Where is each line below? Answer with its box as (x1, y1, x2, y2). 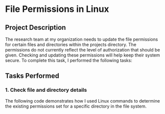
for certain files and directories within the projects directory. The (5, 42, 137, 48)
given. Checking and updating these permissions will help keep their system (5, 52, 160, 58)
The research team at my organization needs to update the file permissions (5, 36, 158, 42)
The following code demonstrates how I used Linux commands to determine (5, 98, 160, 104)
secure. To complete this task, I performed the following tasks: (5, 57, 132, 63)
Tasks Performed (5, 72, 59, 80)
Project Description (5, 23, 66, 32)
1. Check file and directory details (5, 87, 87, 94)
